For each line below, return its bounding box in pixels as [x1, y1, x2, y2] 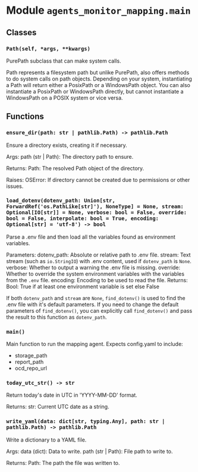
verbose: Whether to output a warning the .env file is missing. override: [6, 264, 181, 271]
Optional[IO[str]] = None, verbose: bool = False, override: [6, 209, 187, 216]
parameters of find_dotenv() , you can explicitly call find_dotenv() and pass [6, 307, 193, 314]
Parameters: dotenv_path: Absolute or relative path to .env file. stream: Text [6, 251, 191, 258]
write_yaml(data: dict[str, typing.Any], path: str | [6, 418, 165, 425]
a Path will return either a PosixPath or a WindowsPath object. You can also [6, 81, 190, 88]
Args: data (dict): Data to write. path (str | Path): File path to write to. [6, 448, 174, 455]
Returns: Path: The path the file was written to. [6, 459, 120, 466]
